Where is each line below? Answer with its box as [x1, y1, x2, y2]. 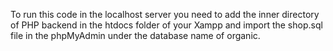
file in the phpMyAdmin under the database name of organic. [10, 30, 261, 41]
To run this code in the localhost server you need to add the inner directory [10, 9, 320, 20]
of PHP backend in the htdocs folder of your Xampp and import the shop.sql [10, 19, 323, 31]
